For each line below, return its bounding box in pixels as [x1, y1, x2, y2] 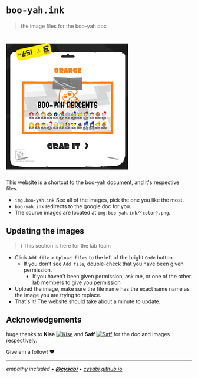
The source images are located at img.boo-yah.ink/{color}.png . [14, 209, 171, 216]
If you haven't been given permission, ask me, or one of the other [32, 272, 192, 280]
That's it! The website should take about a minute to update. [14, 298, 161, 305]
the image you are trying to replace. [14, 291, 102, 298]
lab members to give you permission [32, 279, 121, 286]
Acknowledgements [6, 315, 82, 325]
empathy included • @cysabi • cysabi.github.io [6, 365, 123, 372]
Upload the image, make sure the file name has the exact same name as [14, 285, 190, 292]
